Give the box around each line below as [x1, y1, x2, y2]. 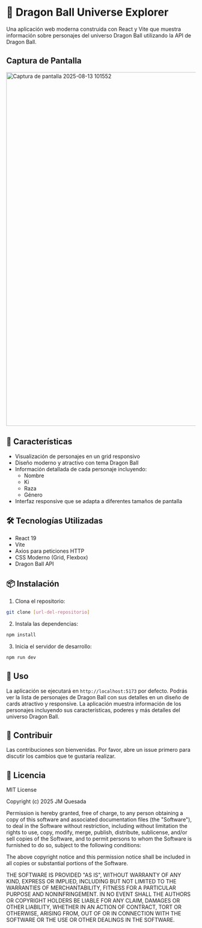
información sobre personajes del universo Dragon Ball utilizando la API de [6, 31, 191, 39]
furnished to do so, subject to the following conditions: [6, 842, 141, 849]
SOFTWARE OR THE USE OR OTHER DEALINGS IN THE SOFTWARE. [6, 917, 175, 924]
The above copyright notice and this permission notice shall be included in [6, 853, 191, 860]
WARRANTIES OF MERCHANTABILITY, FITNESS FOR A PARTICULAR [6, 884, 176, 892]
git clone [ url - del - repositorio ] [6, 609, 90, 615]
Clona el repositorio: [14, 597, 66, 605]
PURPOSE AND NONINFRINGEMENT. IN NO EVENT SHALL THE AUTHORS [6, 891, 191, 898]
